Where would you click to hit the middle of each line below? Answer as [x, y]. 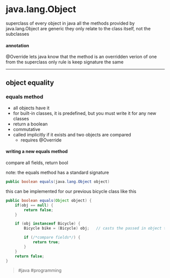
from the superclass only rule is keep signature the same [65, 62]
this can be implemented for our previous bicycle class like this [71, 191]
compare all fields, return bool [37, 163]
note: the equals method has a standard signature [57, 173]
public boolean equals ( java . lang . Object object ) [58, 182]
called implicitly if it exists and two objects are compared [72, 134]
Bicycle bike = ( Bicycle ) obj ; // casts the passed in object [93, 228]
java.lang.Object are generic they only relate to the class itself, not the [78, 28]
